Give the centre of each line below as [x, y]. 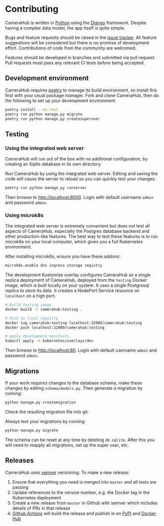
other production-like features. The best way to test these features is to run [82, 236]
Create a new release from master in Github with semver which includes [85, 503]
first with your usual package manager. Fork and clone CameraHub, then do [82, 95]
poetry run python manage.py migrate [44, 114]
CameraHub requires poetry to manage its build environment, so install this [81, 90]
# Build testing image [28, 305]
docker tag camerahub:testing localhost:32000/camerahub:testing [73, 323]
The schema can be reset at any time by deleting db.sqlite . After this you [80, 440]
